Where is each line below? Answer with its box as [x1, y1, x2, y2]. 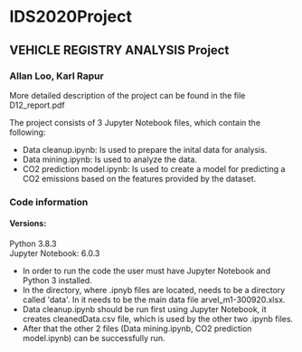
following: [9, 127, 46, 138]
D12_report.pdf [9, 100, 65, 110]
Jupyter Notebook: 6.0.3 [9, 248, 100, 259]
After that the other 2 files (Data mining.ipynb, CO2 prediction [22, 323, 252, 334]
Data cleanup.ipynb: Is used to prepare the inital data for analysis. [22, 144, 268, 155]
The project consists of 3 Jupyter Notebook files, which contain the [9, 117, 260, 128]
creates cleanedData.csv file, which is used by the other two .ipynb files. [22, 314, 294, 324]
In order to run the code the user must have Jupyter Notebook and [22, 265, 271, 276]
